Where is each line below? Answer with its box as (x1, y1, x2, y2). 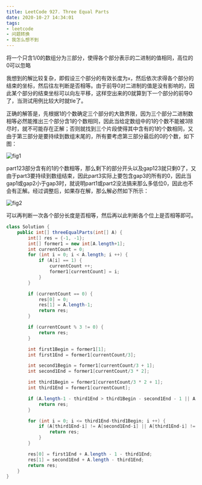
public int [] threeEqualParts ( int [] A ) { (17, 229, 122, 235)
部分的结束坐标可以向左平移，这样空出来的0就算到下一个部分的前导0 (22, 90, 193, 97)
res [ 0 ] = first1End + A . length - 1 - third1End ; (28, 451, 153, 457)
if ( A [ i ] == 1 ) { (38, 258, 83, 264)
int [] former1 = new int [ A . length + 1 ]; (28, 241, 125, 247)
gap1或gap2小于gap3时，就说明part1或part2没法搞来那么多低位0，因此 (6, 180, 183, 187)
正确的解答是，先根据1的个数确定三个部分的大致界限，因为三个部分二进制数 (6, 110, 194, 117)
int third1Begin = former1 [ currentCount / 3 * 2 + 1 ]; (28, 379, 163, 385)
